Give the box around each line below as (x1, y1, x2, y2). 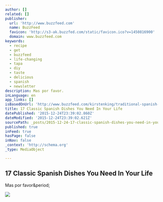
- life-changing (9, 57, 42, 62)
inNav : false (5, 138, 32, 143)
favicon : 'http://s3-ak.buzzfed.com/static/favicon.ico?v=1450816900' (9, 30, 155, 34)
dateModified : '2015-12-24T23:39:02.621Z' (5, 115, 92, 120)
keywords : (5, 39, 25, 44)
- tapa (9, 61, 23, 66)
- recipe (9, 43, 27, 48)
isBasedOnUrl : (5, 102, 34, 107)
